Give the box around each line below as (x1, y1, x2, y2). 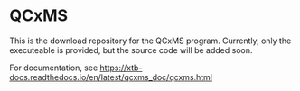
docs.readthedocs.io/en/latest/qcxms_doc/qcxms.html (9, 71, 212, 82)
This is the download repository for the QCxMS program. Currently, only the (9, 35, 292, 46)
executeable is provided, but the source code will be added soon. (9, 44, 253, 55)
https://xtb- (99, 62, 143, 73)
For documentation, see (9, 62, 98, 73)
